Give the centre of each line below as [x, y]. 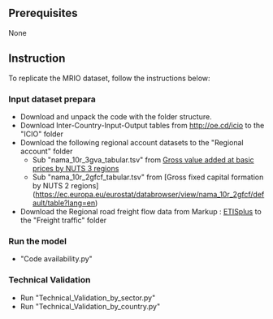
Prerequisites [43, 13]
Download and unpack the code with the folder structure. [116, 116]
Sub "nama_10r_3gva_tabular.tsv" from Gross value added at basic [143, 159]
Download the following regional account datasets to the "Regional [132, 142]
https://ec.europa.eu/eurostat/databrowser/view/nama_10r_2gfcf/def [150, 194]
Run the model [38, 241]
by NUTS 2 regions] [65, 185]
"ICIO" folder [41, 134]
